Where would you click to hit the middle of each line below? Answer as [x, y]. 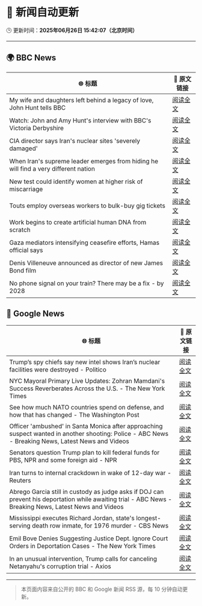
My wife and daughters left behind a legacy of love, [81, 100]
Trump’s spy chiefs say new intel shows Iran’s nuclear [85, 362]
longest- [148, 518]
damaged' [23, 148]
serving [20, 525]
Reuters [20, 480]
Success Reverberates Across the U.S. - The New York [87, 388]
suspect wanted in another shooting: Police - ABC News [89, 434]
